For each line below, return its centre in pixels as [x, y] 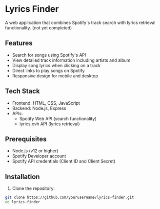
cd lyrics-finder [23, 202]
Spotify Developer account [39, 156]
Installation [22, 176]
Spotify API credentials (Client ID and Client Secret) [64, 161]
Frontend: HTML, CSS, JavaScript [46, 103]
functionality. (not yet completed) [39, 27]
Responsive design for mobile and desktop [55, 76]
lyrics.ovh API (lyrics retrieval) [50, 124]
